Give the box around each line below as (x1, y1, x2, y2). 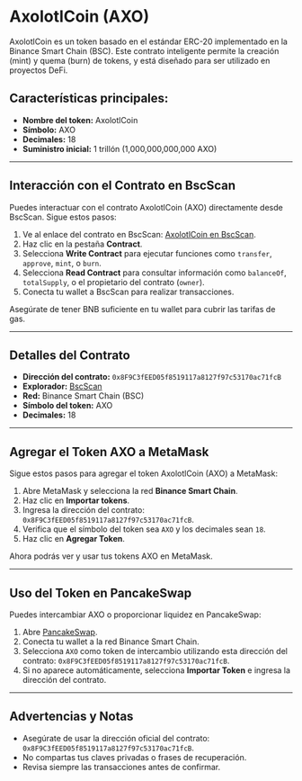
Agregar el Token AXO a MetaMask (9, 444, 209, 460)
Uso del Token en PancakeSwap (9, 585, 192, 600)
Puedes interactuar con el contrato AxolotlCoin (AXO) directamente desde (9, 202, 283, 212)
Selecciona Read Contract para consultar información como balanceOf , (22, 267, 288, 278)
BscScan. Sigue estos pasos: (9, 211, 117, 222)
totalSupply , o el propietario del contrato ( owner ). (22, 276, 205, 287)
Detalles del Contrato (9, 347, 130, 363)
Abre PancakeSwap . (22, 627, 98, 637)
